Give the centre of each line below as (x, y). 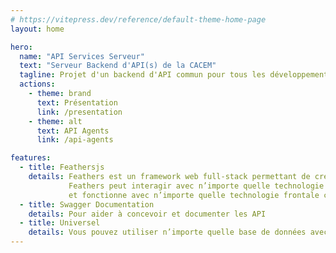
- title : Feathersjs (62, 167)
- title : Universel (60, 223)
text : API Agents (73, 131)
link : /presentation (79, 112)
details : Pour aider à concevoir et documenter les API (147, 214)
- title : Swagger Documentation (87, 204)
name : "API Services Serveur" (82, 56)
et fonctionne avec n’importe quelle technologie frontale (194, 195)
